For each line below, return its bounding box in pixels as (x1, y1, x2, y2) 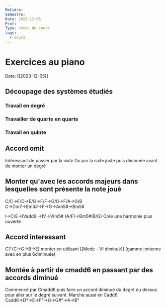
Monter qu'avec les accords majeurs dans (5, 177, 138, 186)
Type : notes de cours (5, 26, 50, 31)
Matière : (5, 7, 23, 12)
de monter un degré (5, 163, 46, 169)
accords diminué (5, 273, 59, 282)
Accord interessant (5, 232, 66, 241)
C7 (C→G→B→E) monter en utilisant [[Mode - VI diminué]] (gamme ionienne (5, 246, 162, 252)
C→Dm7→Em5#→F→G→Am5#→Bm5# (5, 204, 84, 209)
